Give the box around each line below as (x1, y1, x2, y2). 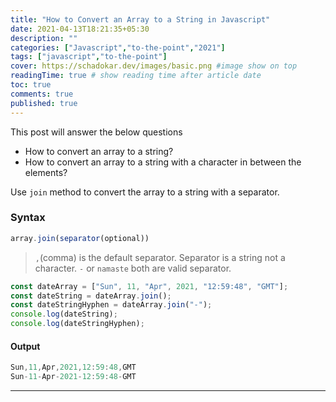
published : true (10, 98, 78, 108)
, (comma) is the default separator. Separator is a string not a (34, 251, 286, 263)
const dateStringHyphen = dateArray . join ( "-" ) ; (10, 300, 213, 310)
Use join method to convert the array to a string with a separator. (10, 186, 280, 198)
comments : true (10, 89, 74, 99)
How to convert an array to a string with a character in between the (24, 156, 302, 168)
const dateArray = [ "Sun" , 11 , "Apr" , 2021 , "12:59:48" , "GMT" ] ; (10, 281, 289, 291)
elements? (24, 166, 68, 178)
